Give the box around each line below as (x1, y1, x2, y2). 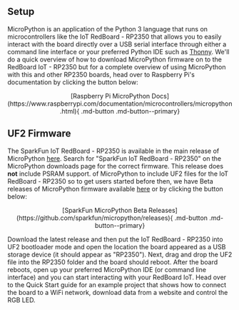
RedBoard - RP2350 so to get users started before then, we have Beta (7, 176, 213, 185)
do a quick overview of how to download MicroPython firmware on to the (7, 55, 223, 64)
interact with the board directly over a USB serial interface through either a (7, 39, 227, 49)
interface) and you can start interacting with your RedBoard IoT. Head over (7, 273, 227, 281)
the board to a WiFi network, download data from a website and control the (7, 288, 228, 296)
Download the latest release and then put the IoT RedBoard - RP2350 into (7, 235, 223, 244)
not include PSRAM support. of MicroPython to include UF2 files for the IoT (7, 169, 229, 178)
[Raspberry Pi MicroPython (70, 91, 151, 100)
